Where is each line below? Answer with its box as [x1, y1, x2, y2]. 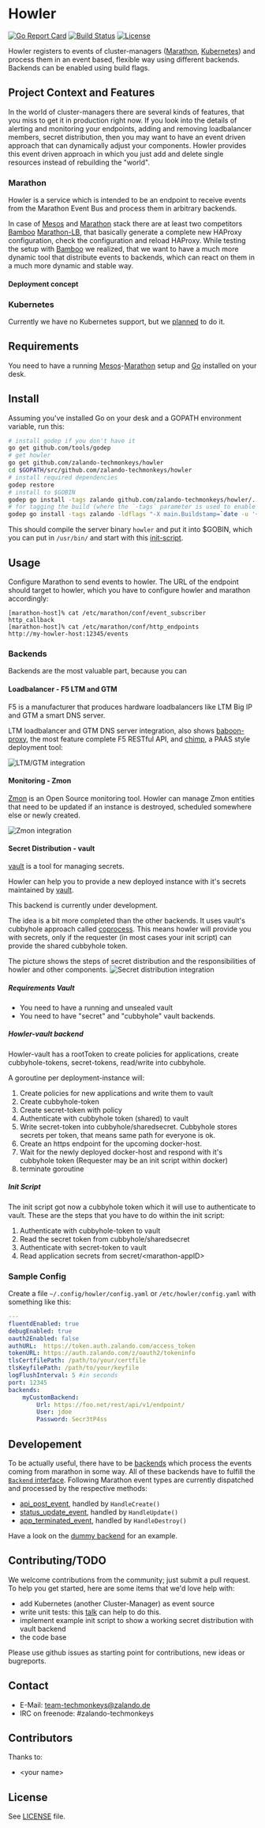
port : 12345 [8, 1379, 47, 1386]
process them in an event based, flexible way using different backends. [8, 55, 241, 64]
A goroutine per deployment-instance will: [8, 1073, 145, 1083]
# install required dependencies [8, 473, 118, 481]
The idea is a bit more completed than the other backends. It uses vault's [8, 916, 246, 925]
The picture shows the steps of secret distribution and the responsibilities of [8, 956, 256, 965]
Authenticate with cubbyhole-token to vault [19, 1226, 161, 1235]
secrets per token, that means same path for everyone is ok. [19, 1130, 215, 1140]
